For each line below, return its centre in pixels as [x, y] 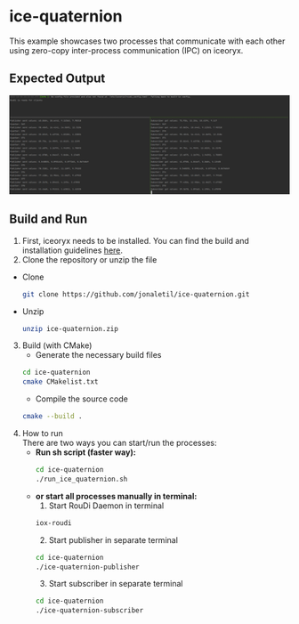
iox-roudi [54, 523]
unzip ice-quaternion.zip [70, 328]
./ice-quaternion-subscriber [89, 611]
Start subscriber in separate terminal [116, 584]
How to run [43, 434]
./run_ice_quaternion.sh [81, 479]
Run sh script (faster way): [85, 452]
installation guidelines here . [72, 250]
